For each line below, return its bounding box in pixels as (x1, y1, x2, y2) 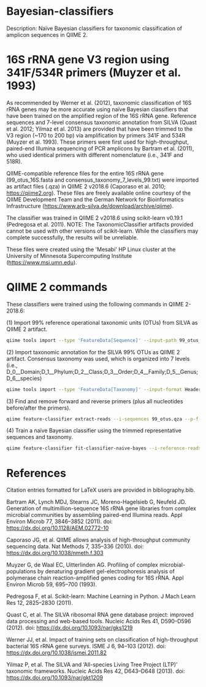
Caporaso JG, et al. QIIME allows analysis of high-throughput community (6, 536, 191, 544)
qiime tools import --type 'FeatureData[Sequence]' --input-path (6, 337, 177, 343)
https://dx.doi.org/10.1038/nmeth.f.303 (6, 549, 104, 557)
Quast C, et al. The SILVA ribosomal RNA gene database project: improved (6, 611, 194, 618)
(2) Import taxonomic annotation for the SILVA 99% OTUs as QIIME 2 (6, 348, 180, 355)
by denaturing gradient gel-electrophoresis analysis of (37, 568, 175, 575)
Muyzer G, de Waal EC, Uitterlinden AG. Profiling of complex (6, 561, 158, 569)
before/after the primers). (6, 404, 71, 411)
